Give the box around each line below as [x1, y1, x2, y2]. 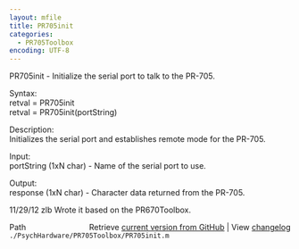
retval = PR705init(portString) [9, 107, 118, 118]
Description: [9, 124, 54, 135]
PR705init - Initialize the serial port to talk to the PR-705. [9, 71, 216, 81]
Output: [9, 178, 37, 188]
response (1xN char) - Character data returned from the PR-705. [9, 187, 245, 198]
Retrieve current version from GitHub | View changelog [88, 222, 291, 233]
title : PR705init [9, 21, 74, 30]
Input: [9, 151, 31, 162]
